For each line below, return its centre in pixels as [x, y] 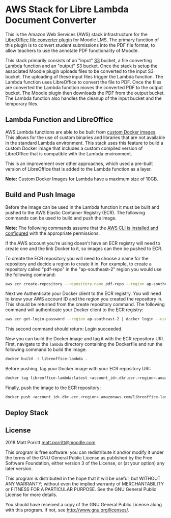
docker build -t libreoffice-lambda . [46, 359]
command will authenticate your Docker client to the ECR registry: [74, 310]
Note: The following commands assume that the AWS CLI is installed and [82, 228]
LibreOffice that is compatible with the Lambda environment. [69, 153]
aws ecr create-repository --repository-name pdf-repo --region [75, 284]
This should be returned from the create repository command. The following [85, 305]
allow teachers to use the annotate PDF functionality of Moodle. [72, 50]
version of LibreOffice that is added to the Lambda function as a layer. [78, 169]
